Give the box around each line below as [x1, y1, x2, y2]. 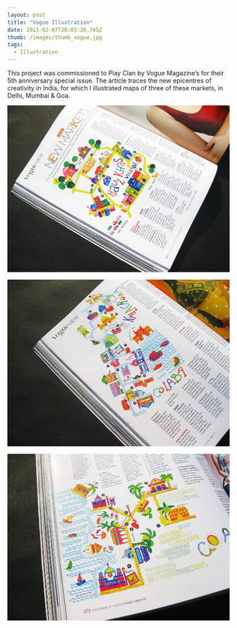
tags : [7, 41, 23, 49]
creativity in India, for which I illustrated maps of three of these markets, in [7, 84, 224, 92]
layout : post [7, 11, 46, 18]
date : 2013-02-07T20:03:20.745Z [7, 26, 102, 33]
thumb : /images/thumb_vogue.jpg [7, 34, 102, 41]
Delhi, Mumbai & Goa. [7, 92, 71, 99]
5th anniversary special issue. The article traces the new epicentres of [7, 76, 212, 85]
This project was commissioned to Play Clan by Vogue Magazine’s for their [7, 69, 224, 77]
